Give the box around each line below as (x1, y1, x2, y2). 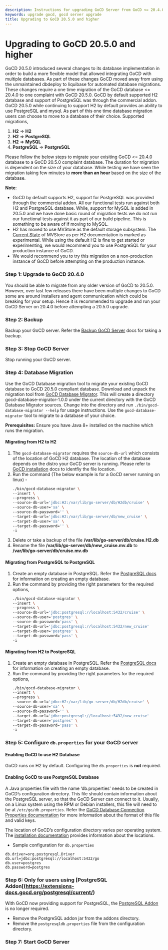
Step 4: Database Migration (5, 369, 73, 376)
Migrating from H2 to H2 (5, 439, 56, 445)
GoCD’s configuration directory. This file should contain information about (5, 790, 157, 796)
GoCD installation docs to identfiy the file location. (12, 466, 116, 472)
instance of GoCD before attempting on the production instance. (12, 258, 145, 264)
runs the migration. (5, 427, 44, 433)
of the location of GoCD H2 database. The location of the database (12, 455, 151, 461)
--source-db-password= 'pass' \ (12, 619, 78, 625)
